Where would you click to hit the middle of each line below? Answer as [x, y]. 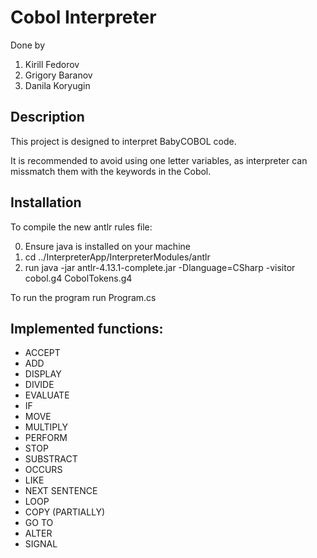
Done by [28, 45]
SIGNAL [41, 544]
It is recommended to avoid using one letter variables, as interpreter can [159, 160]
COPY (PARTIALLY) [65, 512]
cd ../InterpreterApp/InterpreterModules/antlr [117, 257]
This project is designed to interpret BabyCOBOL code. [123, 141]
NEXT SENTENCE [61, 491]
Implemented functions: [87, 328]
